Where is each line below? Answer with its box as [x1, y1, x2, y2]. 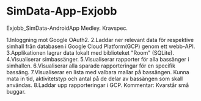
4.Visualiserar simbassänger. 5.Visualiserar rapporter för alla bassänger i [6, 55, 189, 63]
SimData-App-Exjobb [6, 4, 117, 18]
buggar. [6, 88, 26, 95]
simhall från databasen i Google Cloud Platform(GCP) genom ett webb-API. [6, 43, 196, 50]
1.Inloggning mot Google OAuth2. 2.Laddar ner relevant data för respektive [6, 36, 194, 43]
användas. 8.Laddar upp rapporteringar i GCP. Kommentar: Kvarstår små [6, 81, 189, 89]
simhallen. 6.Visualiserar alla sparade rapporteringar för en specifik [6, 62, 176, 69]
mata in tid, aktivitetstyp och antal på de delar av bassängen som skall [6, 75, 183, 82]
